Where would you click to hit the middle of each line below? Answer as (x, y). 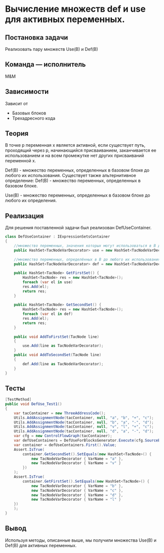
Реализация (24, 216)
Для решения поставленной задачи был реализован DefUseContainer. (78, 228)
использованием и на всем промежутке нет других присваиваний (75, 155)
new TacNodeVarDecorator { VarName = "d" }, (77, 495)
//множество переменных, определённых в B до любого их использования (87, 259)
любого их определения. (31, 200)
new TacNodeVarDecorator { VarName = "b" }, (77, 486)
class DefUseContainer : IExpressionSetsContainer (58, 237)
